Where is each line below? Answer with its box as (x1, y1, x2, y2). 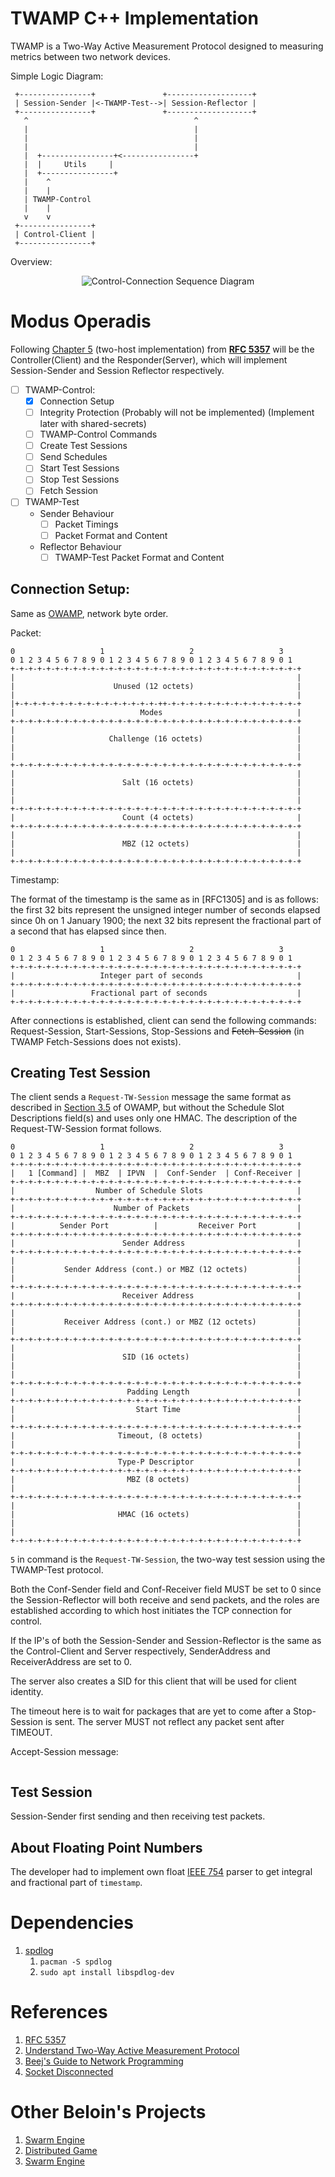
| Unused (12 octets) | (10, 681, 302, 691)
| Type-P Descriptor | (10, 1457, 302, 1467)
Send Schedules (39, 451, 108, 463)
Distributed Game (24, 2144, 98, 2156)
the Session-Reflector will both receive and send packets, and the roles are (10, 1594, 320, 1606)
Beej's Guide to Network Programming (24, 2055, 184, 2067)
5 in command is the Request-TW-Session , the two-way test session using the (10, 1553, 326, 1566)
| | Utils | (23, 159, 114, 169)
